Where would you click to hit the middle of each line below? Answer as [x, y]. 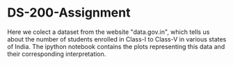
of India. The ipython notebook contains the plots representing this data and [116, 46]
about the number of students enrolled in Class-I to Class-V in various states [117, 39]
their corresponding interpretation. [57, 54]
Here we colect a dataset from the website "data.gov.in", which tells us [109, 32]
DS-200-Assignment [69, 13]
